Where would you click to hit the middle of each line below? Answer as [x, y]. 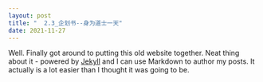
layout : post [30, 16]
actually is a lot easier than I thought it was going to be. [99, 70]
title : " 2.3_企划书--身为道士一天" [65, 23]
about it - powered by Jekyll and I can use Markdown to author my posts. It [131, 61]
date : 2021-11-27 [37, 30]
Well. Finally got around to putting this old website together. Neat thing [124, 53]
